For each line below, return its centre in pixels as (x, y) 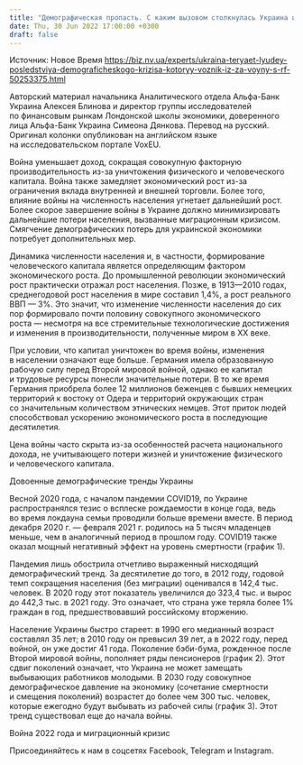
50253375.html (37, 79)
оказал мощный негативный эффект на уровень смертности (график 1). (147, 547)
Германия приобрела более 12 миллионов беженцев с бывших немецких (151, 389)
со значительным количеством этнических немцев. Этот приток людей (148, 408)
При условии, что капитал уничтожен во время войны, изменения (137, 350)
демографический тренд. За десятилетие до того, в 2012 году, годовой (147, 574)
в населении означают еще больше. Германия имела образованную (142, 360)
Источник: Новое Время (56, 60)
